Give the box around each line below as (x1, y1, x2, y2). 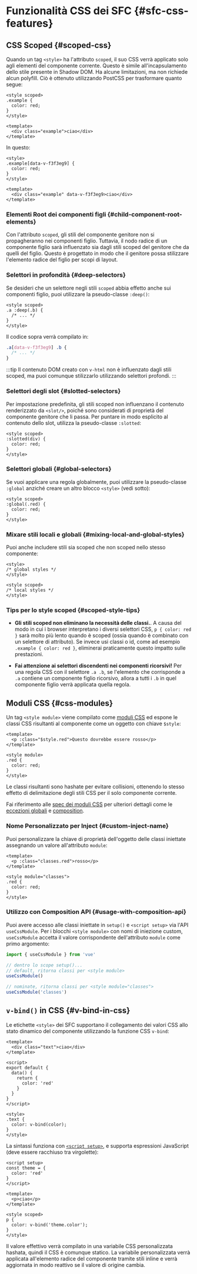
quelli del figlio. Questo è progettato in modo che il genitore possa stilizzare (6, 250, 189, 257)
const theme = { (6, 1165, 46, 1171)
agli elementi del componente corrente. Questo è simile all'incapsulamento (6, 62, 187, 69)
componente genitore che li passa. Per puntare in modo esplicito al (6, 413, 169, 420)
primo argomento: (6, 940, 50, 947)
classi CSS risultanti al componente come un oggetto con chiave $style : (6, 720, 181, 727)
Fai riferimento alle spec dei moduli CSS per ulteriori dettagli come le (6, 801, 173, 808)
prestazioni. (14, 651, 44, 658)
